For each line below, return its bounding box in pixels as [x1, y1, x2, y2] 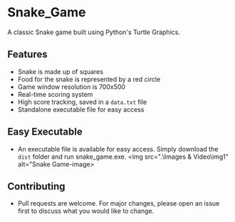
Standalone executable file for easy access [17, 105, 145, 114]
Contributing [7, 180, 66, 192]
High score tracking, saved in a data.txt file [17, 97, 147, 106]
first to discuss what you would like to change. [17, 207, 155, 216]
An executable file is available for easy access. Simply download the [17, 144, 219, 153]
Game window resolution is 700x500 [17, 83, 126, 91]
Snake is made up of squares [17, 67, 103, 75]
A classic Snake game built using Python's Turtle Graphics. [7, 28, 180, 36]
